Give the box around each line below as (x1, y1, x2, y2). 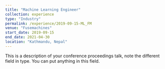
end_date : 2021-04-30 (5, 35, 50, 40)
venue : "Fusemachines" (5, 26, 52, 31)
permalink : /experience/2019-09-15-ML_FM (5, 21, 92, 26)
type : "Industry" (5, 16, 41, 21)
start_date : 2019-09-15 (5, 30, 55, 35)
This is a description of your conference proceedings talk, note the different (5, 53, 160, 59)
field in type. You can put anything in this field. (5, 58, 100, 64)
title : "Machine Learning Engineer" (5, 7, 81, 12)
